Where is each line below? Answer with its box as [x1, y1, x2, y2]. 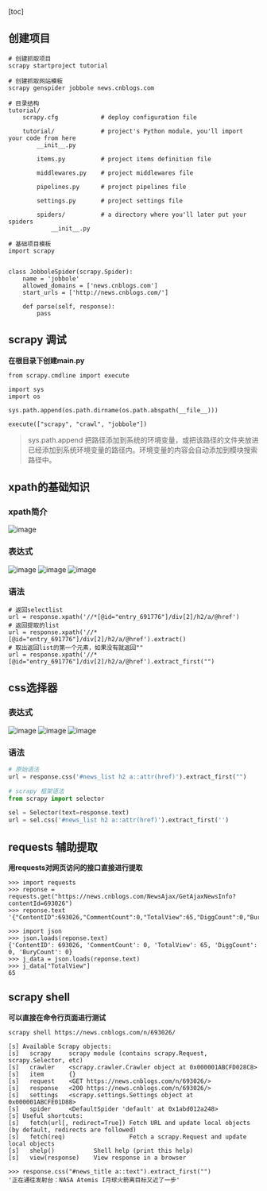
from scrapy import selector [8, 795, 105, 802]
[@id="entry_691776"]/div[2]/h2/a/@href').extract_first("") [8, 657, 215, 666]
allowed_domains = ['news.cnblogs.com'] [22, 281, 158, 289]
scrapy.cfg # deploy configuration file [22, 113, 197, 122]
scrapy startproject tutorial [8, 61, 109, 70]
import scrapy [8, 246, 56, 255]
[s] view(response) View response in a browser [8, 1154, 187, 1162]
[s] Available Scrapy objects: [8, 1042, 112, 1050]
